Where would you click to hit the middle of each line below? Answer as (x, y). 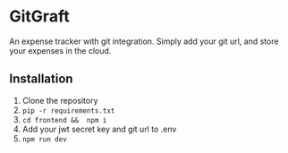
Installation (41, 79)
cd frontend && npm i (64, 120)
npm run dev (44, 139)
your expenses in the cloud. (60, 50)
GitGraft (39, 17)
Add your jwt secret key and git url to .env (99, 129)
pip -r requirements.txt (68, 110)
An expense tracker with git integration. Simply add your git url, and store (144, 41)
